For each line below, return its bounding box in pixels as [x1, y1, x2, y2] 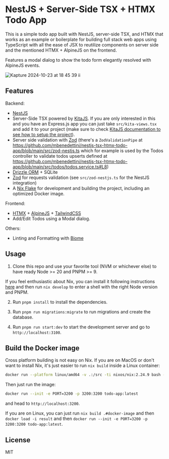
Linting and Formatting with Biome [12, 235, 84, 241]
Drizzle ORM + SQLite [12, 169, 58, 175]
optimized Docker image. [12, 191, 65, 197]
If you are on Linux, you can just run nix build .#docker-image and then [5, 410, 154, 417]
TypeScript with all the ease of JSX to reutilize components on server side [5, 41, 159, 48]
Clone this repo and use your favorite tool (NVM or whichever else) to [12, 263, 157, 269]
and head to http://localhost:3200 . [5, 400, 80, 406]
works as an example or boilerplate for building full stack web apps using [5, 36, 157, 42]
